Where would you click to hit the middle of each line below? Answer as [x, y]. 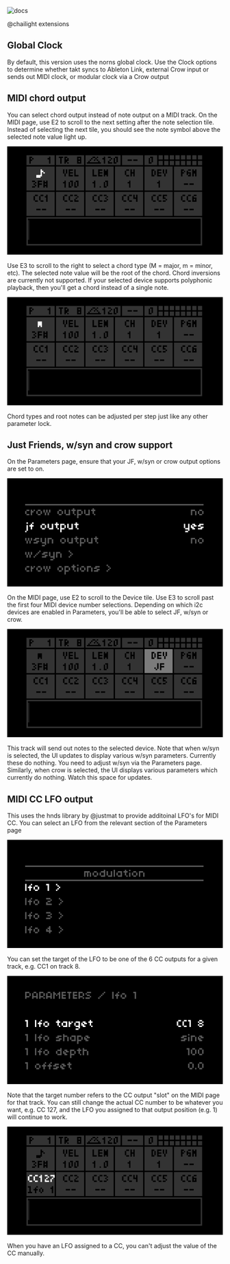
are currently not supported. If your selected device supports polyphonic [110, 280]
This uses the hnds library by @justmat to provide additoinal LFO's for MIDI [113, 816]
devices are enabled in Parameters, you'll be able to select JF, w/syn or [108, 612]
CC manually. [26, 1253]
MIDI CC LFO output [50, 799]
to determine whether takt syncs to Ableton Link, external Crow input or [108, 69]
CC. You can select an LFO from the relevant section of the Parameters [107, 823]
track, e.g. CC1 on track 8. [44, 967]
